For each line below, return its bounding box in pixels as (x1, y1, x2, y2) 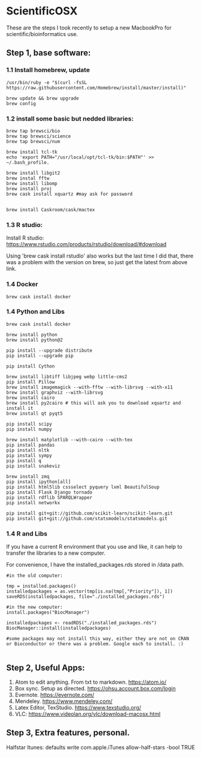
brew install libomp (6, 180, 58, 187)
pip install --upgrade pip (6, 352, 74, 358)
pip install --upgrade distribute (6, 347, 93, 354)
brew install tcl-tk (6, 149, 58, 155)
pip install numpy (6, 426, 52, 432)
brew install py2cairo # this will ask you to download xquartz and (6, 400, 181, 406)
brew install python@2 (6, 337, 63, 343)
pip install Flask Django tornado (6, 489, 93, 495)
